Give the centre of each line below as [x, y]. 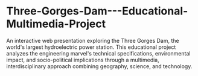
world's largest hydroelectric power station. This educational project [91, 47]
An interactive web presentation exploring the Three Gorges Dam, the [93, 40]
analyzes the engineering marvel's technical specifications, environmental [98, 53]
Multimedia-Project [56, 24]
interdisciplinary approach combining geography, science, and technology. [99, 66]
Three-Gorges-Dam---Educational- [97, 11]
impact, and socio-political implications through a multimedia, [83, 60]
